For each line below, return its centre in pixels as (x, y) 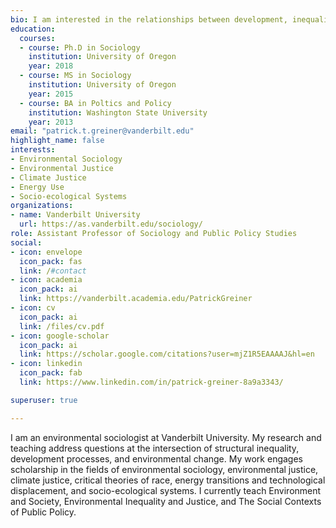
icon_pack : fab (51, 373)
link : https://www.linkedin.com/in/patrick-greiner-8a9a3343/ (151, 382)
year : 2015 (51, 94)
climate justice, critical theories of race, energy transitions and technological (168, 480)
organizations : (42, 206)
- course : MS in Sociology (75, 76)
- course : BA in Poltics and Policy (95, 103)
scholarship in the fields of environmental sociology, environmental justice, (164, 469)
